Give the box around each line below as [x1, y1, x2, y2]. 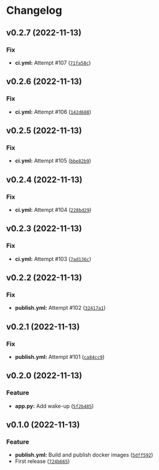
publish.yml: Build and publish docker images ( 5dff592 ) [14, 451, 154, 459]
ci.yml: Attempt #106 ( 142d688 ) [14, 108, 92, 115]
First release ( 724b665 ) [14, 457, 70, 465]
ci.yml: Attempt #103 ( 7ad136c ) [14, 255, 92, 262]
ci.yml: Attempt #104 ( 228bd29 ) [14, 206, 92, 213]
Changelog [6, 4, 62, 17]
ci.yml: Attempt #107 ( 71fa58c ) [14, 59, 91, 66]
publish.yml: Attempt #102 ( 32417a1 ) [14, 304, 106, 312]
